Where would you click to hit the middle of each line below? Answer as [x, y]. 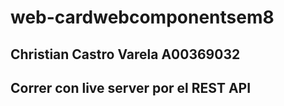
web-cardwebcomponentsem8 [142, 17]
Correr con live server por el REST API [131, 87]
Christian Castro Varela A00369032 [125, 54]
